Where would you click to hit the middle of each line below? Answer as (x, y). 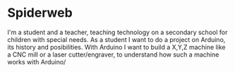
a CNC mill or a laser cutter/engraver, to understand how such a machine (113, 55)
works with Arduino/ (37, 62)
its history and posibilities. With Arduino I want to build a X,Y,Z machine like (116, 47)
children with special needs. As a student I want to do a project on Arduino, (116, 39)
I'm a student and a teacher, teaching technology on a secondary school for (117, 32)
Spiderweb (40, 13)
